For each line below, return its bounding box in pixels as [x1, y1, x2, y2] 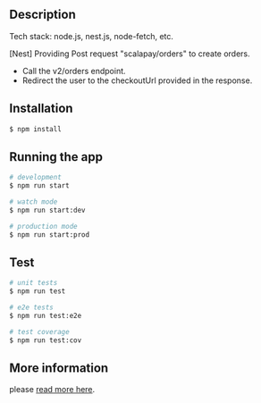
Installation [9, 101, 73, 116]
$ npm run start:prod [9, 230, 90, 239]
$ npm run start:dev [9, 206, 87, 214]
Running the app [9, 149, 103, 164]
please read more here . [9, 384, 96, 395]
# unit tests [9, 279, 58, 288]
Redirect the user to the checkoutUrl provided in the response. [21, 75, 253, 86]
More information [9, 361, 109, 376]
